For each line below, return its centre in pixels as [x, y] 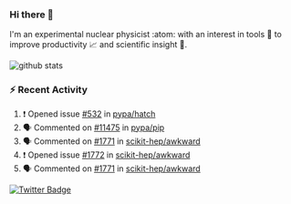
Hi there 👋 [32, 15]
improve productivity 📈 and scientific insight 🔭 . [99, 45]
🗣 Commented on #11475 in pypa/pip [94, 127]
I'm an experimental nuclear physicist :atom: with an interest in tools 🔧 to [146, 35]
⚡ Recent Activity [49, 90]
